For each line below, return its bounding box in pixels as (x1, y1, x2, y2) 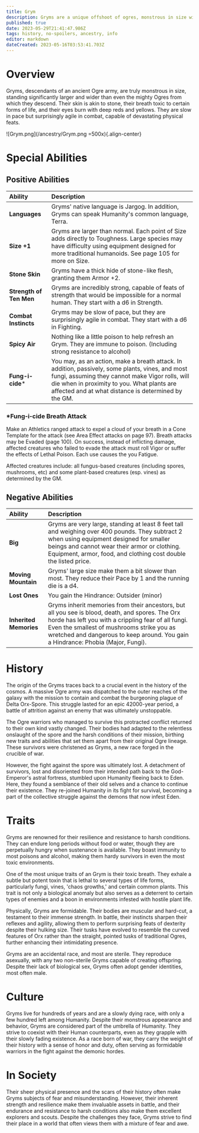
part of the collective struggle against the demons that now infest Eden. (6, 793, 181, 800)
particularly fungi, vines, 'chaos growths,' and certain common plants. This (6, 883, 188, 890)
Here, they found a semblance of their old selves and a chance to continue (6, 780, 188, 787)
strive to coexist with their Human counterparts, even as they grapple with (6, 1028, 187, 1035)
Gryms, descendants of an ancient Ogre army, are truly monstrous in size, (6, 87, 187, 94)
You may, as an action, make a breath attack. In (51, 357, 182, 365)
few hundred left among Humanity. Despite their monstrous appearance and (6, 1016, 192, 1023)
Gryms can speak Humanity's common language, (51, 209, 188, 218)
